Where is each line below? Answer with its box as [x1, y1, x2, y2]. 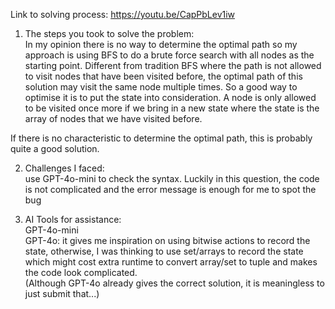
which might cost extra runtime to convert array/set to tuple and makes [24, 256, 318, 268]
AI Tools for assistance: [24, 214, 122, 225]
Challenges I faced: [24, 162, 105, 174]
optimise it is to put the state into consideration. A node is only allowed [24, 92, 317, 103]
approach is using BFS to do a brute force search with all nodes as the [24, 49, 315, 61]
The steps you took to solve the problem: [24, 28, 195, 39]
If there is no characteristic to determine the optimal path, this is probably [10, 132, 313, 144]
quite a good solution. [10, 143, 100, 154]
